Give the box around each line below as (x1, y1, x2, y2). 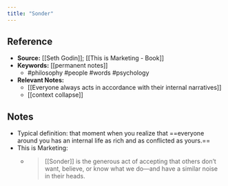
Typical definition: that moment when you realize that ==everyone (17, 129, 205, 138)
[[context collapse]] (27, 91, 84, 99)
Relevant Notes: (17, 76, 64, 84)
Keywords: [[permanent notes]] (17, 62, 108, 70)
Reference (7, 36, 53, 48)
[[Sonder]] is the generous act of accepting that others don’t (44, 157, 217, 166)
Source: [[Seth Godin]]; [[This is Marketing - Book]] (17, 54, 164, 62)
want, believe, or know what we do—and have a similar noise (44, 165, 218, 173)
